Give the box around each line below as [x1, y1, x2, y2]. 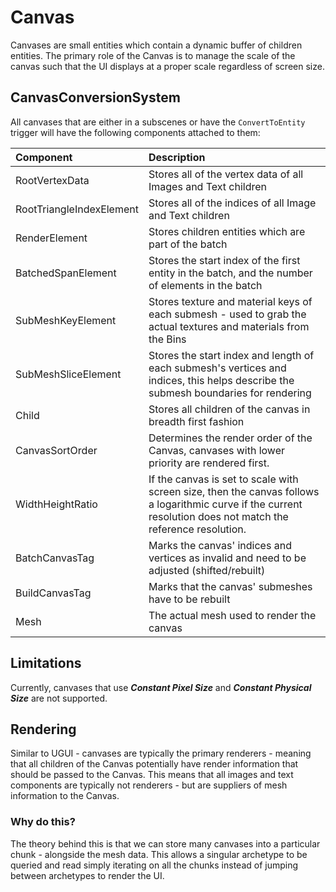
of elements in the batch [148, 278, 263, 292]
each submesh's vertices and [148, 361, 287, 375]
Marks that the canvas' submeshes [148, 579, 313, 593]
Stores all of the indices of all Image [148, 196, 317, 210]
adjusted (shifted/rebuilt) [148, 563, 266, 577]
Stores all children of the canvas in [148, 402, 311, 416]
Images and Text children [148, 179, 268, 193]
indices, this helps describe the [148, 373, 295, 387]
